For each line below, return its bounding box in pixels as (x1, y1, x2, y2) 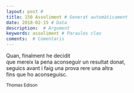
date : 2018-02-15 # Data (6, 19, 67, 25)
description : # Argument (6, 25, 70, 31)
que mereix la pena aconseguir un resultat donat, (6, 58, 126, 65)
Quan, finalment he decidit (6, 52, 71, 59)
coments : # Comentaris (6, 36, 65, 42)
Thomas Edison (6, 82, 38, 88)
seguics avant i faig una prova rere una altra (6, 65, 113, 71)
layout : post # (6, 8, 44, 15)
